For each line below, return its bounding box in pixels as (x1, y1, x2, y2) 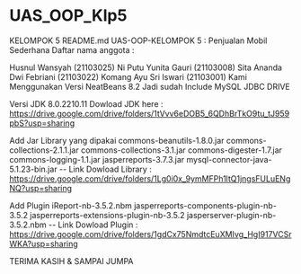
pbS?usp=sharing (9, 118, 75, 128)
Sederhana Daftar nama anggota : (9, 44, 135, 55)
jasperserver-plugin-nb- (186, 209, 277, 220)
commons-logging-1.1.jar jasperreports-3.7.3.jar (9, 154, 185, 164)
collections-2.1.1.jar (9, 145, 79, 155)
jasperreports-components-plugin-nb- (133, 199, 277, 211)
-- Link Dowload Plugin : (48, 219, 138, 230)
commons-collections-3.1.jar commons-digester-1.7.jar (80, 145, 283, 155)
